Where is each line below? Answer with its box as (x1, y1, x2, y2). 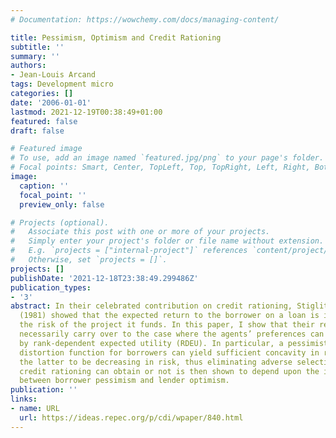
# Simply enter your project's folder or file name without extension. (10, 236, 325, 246)
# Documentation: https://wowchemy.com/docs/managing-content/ (10, 14, 280, 25)
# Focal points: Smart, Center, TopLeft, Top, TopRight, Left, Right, (10, 162, 311, 173)
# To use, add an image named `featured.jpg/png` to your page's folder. (10, 153, 325, 163)
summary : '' (10, 51, 60, 61)
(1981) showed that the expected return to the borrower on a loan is (19, 311, 320, 321)
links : (10, 394, 38, 405)
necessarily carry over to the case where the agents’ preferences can (19, 329, 325, 339)
